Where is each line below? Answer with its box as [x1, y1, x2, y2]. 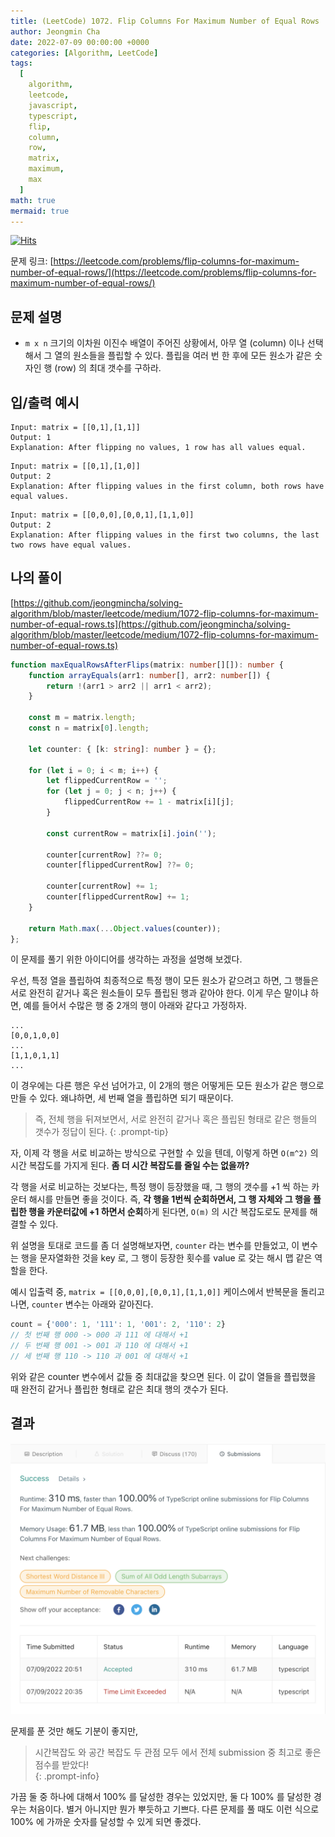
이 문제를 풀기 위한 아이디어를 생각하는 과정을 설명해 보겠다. [10, 953, 243, 965]
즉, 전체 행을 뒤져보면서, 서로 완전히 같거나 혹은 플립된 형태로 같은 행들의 [34, 1113, 318, 1125]
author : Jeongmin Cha [10, 26, 101, 37]
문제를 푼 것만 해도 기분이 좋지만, [10, 1725, 139, 1737]
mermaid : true [10, 206, 70, 216]
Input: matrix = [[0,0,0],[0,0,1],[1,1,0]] [10, 510, 195, 520]
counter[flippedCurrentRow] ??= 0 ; [46, 860, 195, 870]
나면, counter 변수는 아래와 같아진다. [10, 1298, 154, 1310]
